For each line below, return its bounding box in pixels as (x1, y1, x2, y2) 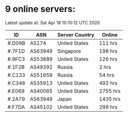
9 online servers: (5, 3, 76, 15)
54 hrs (99, 71, 114, 78)
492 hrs (99, 80, 118, 87)
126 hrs (99, 56, 118, 62)
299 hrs (99, 103, 118, 110)
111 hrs (99, 39, 118, 46)
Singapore (57, 48, 81, 55)
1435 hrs (99, 95, 121, 102)
